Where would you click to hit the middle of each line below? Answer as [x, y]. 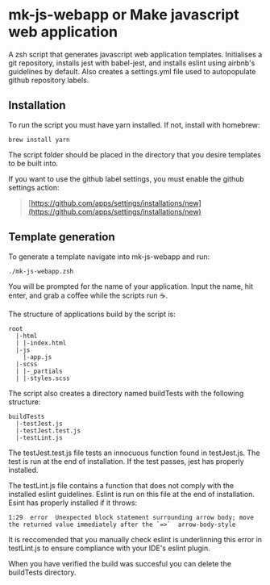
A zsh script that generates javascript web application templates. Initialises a [135, 54]
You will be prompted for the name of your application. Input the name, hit [131, 286]
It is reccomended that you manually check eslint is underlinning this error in [135, 539]
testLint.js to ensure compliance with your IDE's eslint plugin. [110, 548]
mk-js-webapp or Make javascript [124, 15]
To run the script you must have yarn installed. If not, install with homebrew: [134, 125]
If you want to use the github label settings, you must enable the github [126, 178]
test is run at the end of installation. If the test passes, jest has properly [126, 461]
